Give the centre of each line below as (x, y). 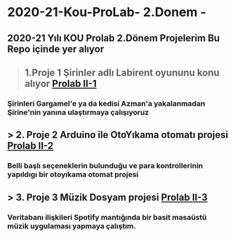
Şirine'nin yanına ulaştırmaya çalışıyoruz (78, 112)
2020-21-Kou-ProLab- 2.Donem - (107, 12)
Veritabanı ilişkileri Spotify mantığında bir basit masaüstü (107, 217)
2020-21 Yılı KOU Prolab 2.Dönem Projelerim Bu (114, 38)
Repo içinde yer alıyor (56, 49)
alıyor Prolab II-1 (60, 84)
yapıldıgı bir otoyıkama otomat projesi (73, 174)
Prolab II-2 (31, 146)
